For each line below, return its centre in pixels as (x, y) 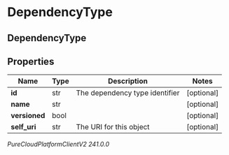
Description (128, 81)
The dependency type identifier (128, 93)
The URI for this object (113, 127)
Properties (31, 61)
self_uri (23, 127)
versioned (28, 116)
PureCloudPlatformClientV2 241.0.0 (58, 145)
